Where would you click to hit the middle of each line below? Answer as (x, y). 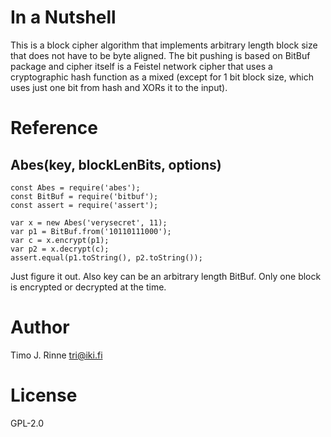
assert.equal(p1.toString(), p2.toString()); (106, 257)
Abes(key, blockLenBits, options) (116, 164)
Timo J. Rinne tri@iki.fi (56, 355)
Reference (54, 128)
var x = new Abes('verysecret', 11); (89, 222)
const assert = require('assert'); (84, 205)
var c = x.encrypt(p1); (60, 240)
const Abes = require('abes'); (75, 187)
